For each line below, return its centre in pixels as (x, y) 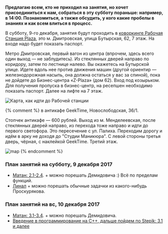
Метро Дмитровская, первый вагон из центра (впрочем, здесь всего (80, 53)
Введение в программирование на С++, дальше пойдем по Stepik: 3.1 (88, 220)
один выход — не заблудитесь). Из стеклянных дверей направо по (77, 59)
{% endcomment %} (41, 151)
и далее (21, 226)
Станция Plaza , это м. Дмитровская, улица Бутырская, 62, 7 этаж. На (80, 38)
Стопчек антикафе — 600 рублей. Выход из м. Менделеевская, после (80, 120)
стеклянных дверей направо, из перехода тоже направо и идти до (77, 126)
